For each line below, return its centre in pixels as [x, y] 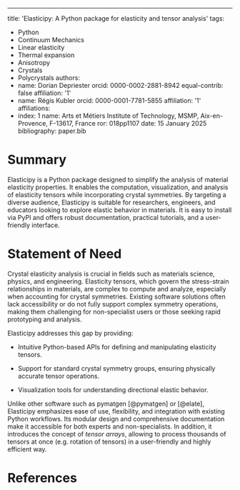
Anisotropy [34, 62]
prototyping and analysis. [45, 319]
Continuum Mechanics [51, 40]
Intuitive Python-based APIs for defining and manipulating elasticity [117, 346]
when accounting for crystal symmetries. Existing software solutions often [117, 296]
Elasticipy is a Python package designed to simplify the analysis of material [118, 179]
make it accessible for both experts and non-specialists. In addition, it [110, 426]
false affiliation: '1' [44, 93]
